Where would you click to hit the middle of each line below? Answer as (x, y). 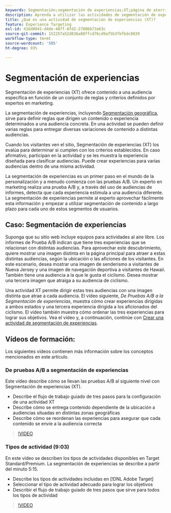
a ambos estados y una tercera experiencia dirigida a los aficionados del (81, 307)
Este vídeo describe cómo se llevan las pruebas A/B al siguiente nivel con (82, 381)
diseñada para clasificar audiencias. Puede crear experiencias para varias (83, 161)
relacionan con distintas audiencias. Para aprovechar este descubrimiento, (83, 248)
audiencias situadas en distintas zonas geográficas (66, 413)
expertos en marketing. (30, 103)
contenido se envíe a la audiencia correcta (57, 424)
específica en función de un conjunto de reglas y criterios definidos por (80, 97)
